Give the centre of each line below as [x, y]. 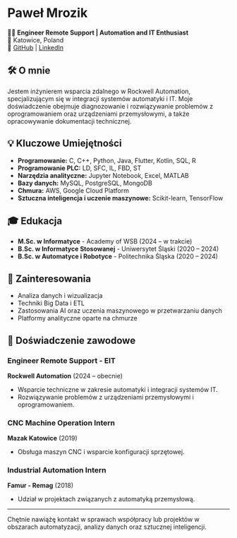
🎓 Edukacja [35, 221]
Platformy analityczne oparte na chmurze [77, 318]
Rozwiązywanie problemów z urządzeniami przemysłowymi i [105, 397]
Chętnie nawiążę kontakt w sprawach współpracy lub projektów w [103, 520]
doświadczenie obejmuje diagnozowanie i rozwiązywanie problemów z [110, 106]
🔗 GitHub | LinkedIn [36, 47]
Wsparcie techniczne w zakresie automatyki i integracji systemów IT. [118, 389]
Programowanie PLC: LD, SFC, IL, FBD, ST [79, 168]
